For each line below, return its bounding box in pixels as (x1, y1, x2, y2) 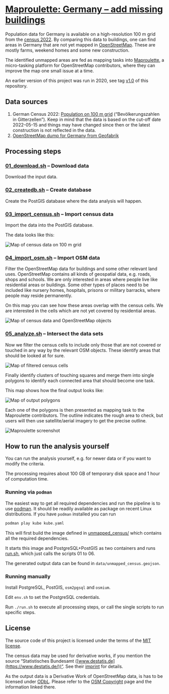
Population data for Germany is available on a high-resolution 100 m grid (5, 31, 156, 37)
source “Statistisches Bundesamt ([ (5, 658, 79, 664)
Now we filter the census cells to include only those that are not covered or (5, 341, 161, 348)
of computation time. (5, 476, 49, 482)
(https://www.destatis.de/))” (5, 663, 63, 669)
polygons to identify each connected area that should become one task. (5, 377, 155, 383)
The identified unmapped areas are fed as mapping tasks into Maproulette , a (5, 57, 164, 63)
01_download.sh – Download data (5, 162, 89, 169)
